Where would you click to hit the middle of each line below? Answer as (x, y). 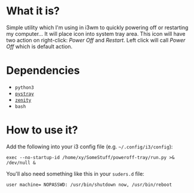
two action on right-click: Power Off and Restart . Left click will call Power (96, 40)
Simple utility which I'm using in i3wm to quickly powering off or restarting (97, 27)
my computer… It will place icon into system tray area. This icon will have (96, 33)
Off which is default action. (39, 46)
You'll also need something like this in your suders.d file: (75, 173)
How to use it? (42, 130)
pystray (24, 94)
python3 (24, 88)
